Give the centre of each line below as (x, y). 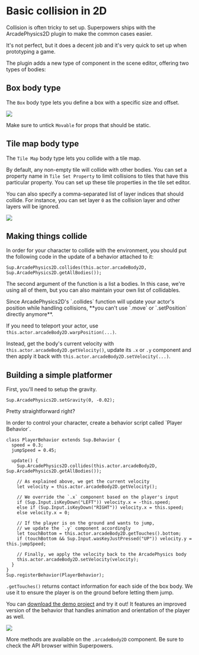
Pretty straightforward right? (41, 411)
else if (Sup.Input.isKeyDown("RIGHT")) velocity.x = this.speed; (100, 508)
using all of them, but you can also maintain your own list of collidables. (93, 290)
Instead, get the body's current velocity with (60, 344)
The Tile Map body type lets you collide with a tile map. (73, 158)
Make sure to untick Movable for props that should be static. (78, 125)
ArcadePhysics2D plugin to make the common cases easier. (79, 33)
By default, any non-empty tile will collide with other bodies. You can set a (97, 169)
